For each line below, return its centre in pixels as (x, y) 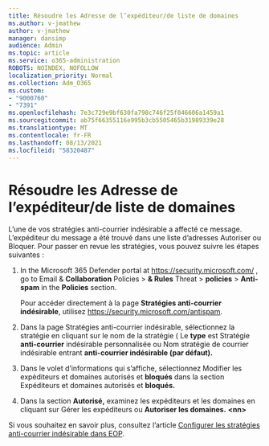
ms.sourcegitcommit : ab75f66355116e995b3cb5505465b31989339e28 (116, 121)
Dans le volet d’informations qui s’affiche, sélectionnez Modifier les (131, 368)
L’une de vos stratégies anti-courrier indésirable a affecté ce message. (125, 229)
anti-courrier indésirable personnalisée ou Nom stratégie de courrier (134, 344)
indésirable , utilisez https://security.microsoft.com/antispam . (121, 312)
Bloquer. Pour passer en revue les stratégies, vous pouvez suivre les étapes (134, 247)
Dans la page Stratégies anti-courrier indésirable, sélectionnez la (127, 327)
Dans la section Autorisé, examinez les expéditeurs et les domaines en (137, 401)
